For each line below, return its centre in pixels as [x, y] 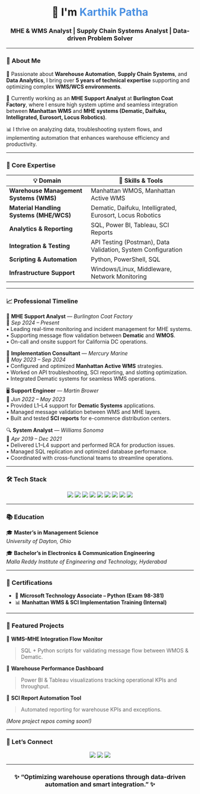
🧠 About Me [24, 61]
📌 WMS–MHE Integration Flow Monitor [54, 639]
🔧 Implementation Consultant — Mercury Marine [67, 353]
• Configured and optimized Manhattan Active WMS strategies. [85, 366]
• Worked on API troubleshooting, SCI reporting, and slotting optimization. [97, 372]
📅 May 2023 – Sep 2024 [36, 360]
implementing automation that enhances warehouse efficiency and [88, 137]
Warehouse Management [46, 191]
